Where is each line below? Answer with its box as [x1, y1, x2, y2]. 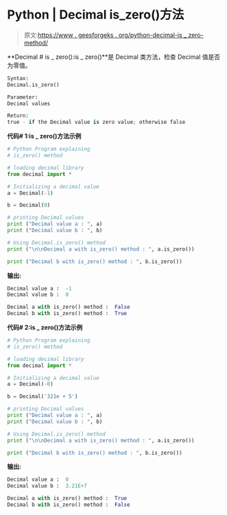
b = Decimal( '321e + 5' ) [7, 393, 78, 400]
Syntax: [7, 75, 29, 81]
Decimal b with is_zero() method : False [7, 501, 130, 508]
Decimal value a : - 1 [7, 285, 72, 292]
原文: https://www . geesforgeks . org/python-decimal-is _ [23, 31, 187, 39]
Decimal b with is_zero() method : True [7, 310, 128, 317]
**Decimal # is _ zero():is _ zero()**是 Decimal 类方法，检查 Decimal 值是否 [7, 53, 221, 61]
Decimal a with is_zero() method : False [7, 303, 130, 311]
